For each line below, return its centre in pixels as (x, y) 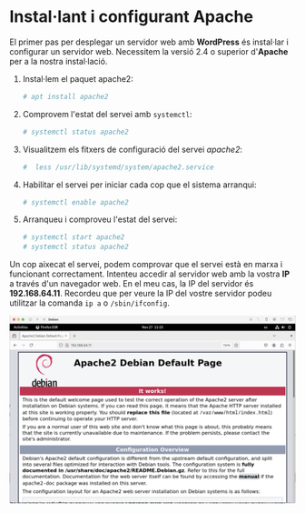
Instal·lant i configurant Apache (132, 17)
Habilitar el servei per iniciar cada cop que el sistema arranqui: (139, 185)
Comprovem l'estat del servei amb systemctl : (107, 114)
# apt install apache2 (65, 96)
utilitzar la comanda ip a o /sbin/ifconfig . (89, 303)
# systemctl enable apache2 (75, 202)
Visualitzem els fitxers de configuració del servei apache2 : (133, 149)
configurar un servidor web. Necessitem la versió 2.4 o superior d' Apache (149, 51)
